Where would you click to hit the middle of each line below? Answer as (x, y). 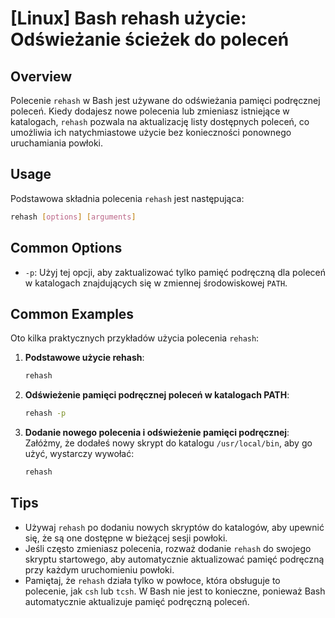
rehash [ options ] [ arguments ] (73, 217)
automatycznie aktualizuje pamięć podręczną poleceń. (137, 601)
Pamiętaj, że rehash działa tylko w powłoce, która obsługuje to (152, 580)
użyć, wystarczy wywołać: (79, 454)
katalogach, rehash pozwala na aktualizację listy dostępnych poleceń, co (160, 121)
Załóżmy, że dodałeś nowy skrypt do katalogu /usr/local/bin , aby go (168, 443)
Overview (41, 76)
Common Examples (72, 313)
